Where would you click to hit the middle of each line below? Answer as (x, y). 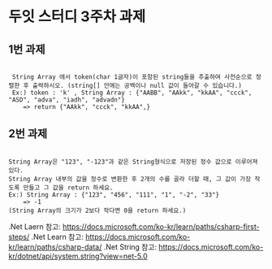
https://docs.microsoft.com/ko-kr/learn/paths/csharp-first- (161, 226)
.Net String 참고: (130, 247)
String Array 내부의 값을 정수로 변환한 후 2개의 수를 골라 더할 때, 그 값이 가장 (130, 179)
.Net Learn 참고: (57, 236)
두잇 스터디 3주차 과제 (77, 17)
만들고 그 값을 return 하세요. (68, 188)
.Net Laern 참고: (35, 226)
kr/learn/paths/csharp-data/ (55, 247)
